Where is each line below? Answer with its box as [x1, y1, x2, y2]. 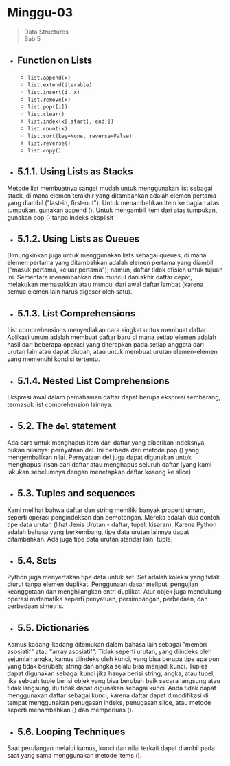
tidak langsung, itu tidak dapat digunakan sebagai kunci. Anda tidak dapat [7, 684, 216, 693]
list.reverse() [27, 139, 71, 147]
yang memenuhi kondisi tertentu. [7, 355, 101, 363]
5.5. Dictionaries [16, 622, 89, 634]
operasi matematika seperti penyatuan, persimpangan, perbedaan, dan [7, 595, 208, 603]
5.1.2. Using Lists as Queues [16, 233, 140, 244]
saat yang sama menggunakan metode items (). [7, 752, 142, 760]
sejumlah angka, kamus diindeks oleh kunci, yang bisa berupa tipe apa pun [7, 655, 220, 663]
